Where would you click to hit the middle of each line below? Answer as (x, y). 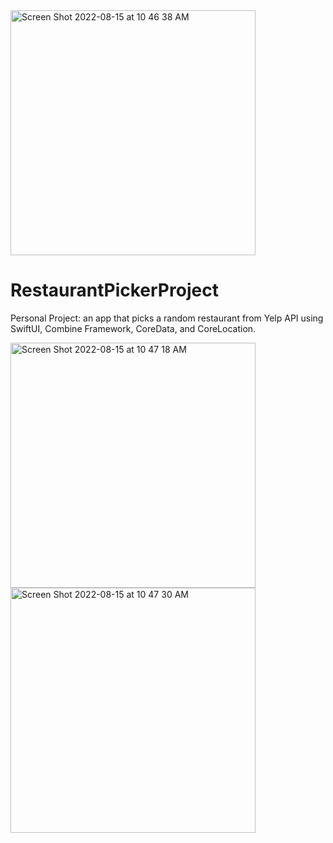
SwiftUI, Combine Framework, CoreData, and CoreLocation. (133, 328)
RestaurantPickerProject (114, 290)
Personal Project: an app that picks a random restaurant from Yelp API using (167, 318)
